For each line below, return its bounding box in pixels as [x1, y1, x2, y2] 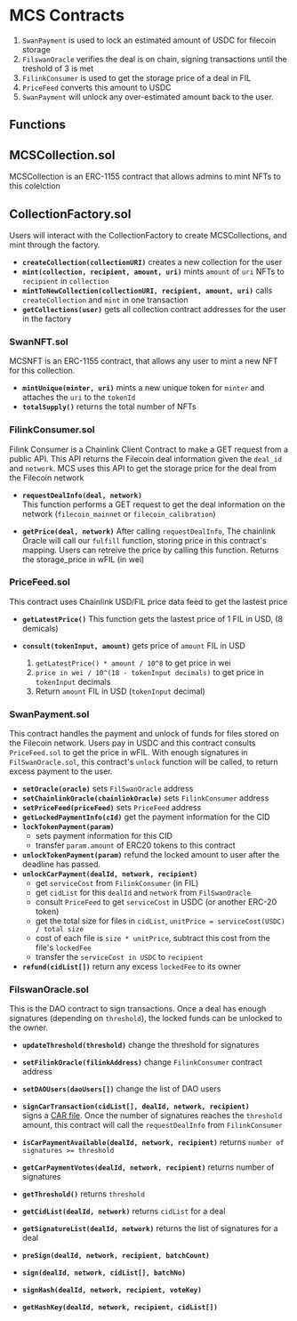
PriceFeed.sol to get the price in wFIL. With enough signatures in [9, 747, 248, 758]
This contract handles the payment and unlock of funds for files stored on [9, 729, 280, 739]
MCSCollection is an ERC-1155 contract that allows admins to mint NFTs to [9, 171, 282, 182]
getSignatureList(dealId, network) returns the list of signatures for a [21, 1223, 278, 1234]
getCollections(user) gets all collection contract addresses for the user [21, 303, 286, 314]
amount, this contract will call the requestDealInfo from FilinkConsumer [21, 1120, 283, 1131]
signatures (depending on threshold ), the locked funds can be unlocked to [9, 1013, 283, 1024]
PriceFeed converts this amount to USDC [21, 82, 172, 93]
